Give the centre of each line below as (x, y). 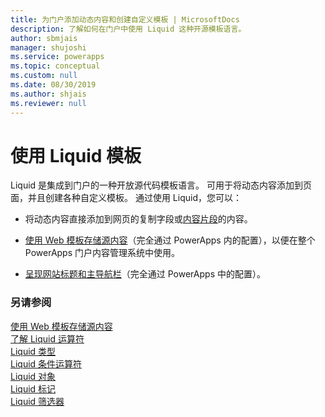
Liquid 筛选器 (37, 401)
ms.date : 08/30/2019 (53, 85)
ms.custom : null (44, 76)
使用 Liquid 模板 (76, 155)
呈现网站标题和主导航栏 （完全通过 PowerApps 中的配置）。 (145, 274)
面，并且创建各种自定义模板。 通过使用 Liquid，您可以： (126, 198)
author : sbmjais (44, 38)
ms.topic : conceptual (55, 66)
